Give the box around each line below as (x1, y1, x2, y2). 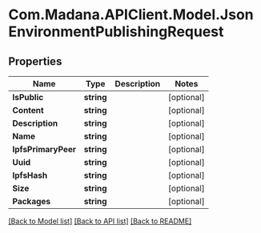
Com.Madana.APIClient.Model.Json (8, 6, 254, 24)
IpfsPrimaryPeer (12, 144, 77, 155)
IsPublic (12, 92, 44, 102)
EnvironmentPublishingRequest (8, 22, 224, 41)
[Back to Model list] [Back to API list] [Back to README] (8, 216, 192, 226)
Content (12, 105, 44, 115)
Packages (12, 196, 51, 207)
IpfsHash (12, 170, 48, 181)
